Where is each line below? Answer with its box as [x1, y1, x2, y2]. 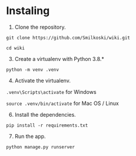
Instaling [6, 4, 50, 18]
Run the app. [14, 133, 46, 140]
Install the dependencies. [14, 111, 77, 118]
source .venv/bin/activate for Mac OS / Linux [6, 100, 119, 107]
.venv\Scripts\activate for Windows [6, 88, 97, 95]
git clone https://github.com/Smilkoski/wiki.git [6, 35, 131, 40]
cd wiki [6, 45, 25, 51]
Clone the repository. [14, 23, 66, 30]
